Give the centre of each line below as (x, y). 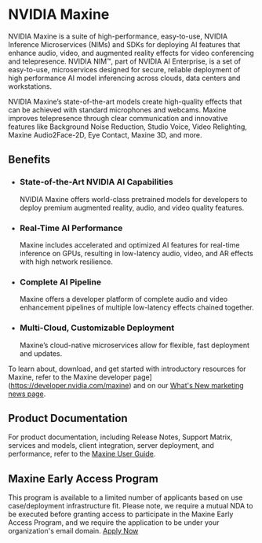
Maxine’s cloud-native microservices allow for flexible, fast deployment (134, 345)
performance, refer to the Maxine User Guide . (82, 454)
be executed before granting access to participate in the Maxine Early (121, 514)
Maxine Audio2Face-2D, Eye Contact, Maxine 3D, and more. (105, 134)
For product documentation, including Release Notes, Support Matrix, (120, 437)
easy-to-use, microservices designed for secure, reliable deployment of (124, 69)
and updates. (41, 353)
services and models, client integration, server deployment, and (111, 446)
